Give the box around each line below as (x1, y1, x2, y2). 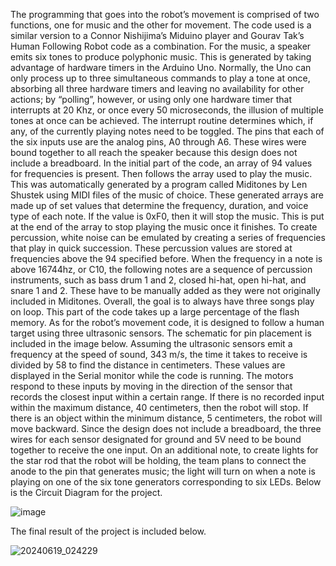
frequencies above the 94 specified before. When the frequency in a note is (10, 253, 323, 264)
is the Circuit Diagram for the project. (10, 487, 163, 498)
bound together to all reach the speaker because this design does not (10, 147, 298, 158)
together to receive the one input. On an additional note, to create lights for (10, 444, 319, 456)
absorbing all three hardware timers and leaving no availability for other (10, 83, 305, 94)
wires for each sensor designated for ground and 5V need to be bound (10, 434, 302, 445)
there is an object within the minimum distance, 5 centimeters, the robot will (10, 412, 323, 424)
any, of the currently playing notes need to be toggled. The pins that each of (10, 125, 325, 137)
